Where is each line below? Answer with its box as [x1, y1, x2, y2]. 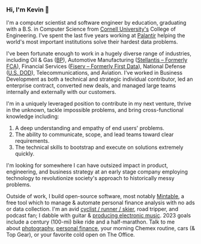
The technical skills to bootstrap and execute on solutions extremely [14, 144, 184, 151]
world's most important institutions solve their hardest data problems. [6, 39, 178, 46]
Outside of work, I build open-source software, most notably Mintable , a [6, 193, 185, 200]
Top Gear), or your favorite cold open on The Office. [6, 231, 135, 239]
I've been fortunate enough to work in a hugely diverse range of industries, [6, 50, 192, 57]
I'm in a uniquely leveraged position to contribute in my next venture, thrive [6, 100, 192, 107]
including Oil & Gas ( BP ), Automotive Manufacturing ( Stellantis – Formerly [6, 57, 188, 64]
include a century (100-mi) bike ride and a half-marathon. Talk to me [6, 218, 175, 225]
